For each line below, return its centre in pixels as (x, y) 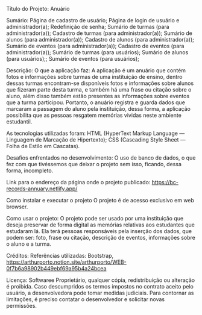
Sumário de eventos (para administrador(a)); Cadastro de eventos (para (95, 46)
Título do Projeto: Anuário (38, 9)
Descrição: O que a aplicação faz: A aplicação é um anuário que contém (96, 70)
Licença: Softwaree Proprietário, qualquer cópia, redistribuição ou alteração (100, 280)
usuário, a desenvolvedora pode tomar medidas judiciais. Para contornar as (100, 293)
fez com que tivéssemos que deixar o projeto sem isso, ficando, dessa (94, 164)
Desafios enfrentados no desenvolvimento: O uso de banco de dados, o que (101, 158)
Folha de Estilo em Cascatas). (43, 146)
